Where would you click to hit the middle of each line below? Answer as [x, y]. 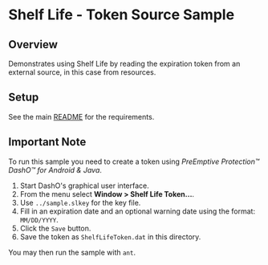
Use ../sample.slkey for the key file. [80, 202]
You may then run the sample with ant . [72, 252]
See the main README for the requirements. [81, 116]
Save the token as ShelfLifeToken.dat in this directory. [110, 236]
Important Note [47, 142]
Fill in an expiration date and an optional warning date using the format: [137, 211]
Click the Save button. [55, 228]
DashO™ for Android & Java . [55, 169]
